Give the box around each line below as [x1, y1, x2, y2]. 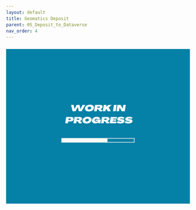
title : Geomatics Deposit [6, 15, 69, 22]
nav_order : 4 [6, 28, 38, 34]
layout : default [6, 9, 45, 15]
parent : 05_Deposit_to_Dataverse [6, 22, 87, 27]
